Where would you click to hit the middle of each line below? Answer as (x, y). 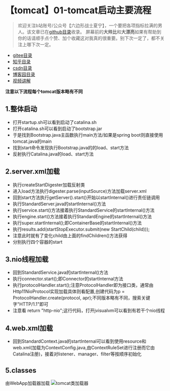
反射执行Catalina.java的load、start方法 (53, 154)
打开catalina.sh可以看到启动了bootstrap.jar (57, 128)
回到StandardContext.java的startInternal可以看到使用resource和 (79, 341)
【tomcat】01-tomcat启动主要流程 (78, 10)
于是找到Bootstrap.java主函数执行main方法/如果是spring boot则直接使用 (88, 135)
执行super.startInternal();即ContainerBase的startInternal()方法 (77, 223)
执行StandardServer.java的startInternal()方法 (59, 204)
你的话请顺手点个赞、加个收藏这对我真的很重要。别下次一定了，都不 (89, 38)
